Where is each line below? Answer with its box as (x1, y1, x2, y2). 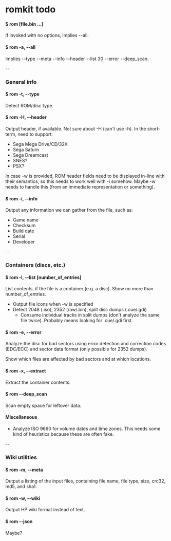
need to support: (17, 131, 53, 137)
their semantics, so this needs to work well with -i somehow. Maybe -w (5, 178, 156, 184)
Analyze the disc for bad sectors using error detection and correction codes (5, 341, 166, 347)
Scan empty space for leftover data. (5, 402, 82, 408)
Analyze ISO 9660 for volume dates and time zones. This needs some (12, 425, 161, 432)
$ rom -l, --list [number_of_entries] (5, 274, 82, 281)
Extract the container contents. (5, 379, 71, 385)
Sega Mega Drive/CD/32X (12, 141, 68, 147)
